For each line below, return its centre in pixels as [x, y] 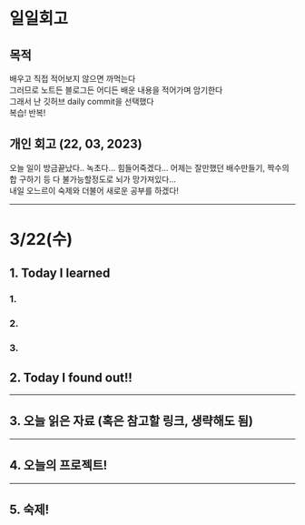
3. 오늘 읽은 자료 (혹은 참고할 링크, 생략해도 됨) [132, 421]
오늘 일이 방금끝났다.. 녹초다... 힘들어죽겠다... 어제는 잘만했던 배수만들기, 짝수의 [149, 167]
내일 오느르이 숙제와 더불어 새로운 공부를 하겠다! [94, 190]
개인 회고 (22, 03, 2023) [76, 144]
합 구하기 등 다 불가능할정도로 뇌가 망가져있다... [93, 179]
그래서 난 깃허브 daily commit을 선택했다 [82, 101]
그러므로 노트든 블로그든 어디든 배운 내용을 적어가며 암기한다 [116, 90]
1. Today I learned [60, 273]
